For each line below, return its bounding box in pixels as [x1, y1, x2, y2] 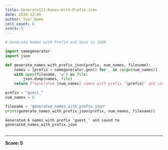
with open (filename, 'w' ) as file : [14, 72, 88, 77]
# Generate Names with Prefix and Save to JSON [5, 40, 106, 45]
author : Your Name [5, 17, 43, 22]
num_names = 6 [5, 95, 35, 100]
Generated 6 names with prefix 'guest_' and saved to [5, 117, 120, 123]
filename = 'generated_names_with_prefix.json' [5, 104, 106, 109]
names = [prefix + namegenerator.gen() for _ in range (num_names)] [14, 67, 157, 72]
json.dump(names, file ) [23, 76, 72, 82]
